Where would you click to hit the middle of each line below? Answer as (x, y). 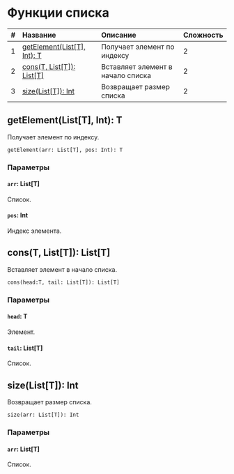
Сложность (203, 35)
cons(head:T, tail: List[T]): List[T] (63, 282)
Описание (119, 35)
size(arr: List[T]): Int (43, 415)
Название (39, 35)
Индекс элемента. (34, 231)
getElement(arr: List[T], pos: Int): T (65, 150)
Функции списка (58, 13)
